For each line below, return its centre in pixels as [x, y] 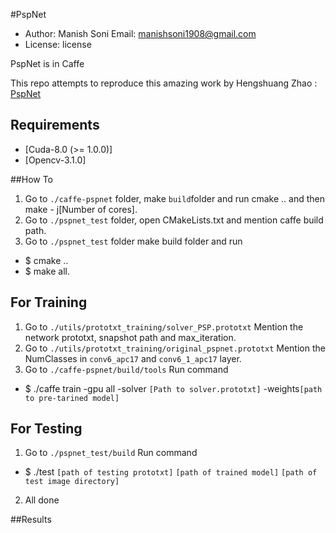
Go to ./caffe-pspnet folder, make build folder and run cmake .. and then [175, 198]
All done [42, 500]
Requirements [55, 125]
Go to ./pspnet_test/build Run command [111, 453]
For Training [49, 302]
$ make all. [47, 271]
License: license [58, 44]
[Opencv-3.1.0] [55, 160]
